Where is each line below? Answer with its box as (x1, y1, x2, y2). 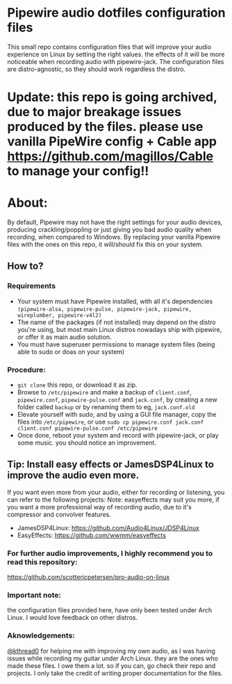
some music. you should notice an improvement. (17, 438, 156, 447)
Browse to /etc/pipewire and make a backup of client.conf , (17, 388, 192, 397)
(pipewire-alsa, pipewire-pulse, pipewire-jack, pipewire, (17, 305, 192, 312)
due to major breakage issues (7, 104, 182, 120)
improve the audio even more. (7, 470, 140, 482)
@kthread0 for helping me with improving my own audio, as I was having (7, 646, 215, 655)
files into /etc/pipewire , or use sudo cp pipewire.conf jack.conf (17, 417, 204, 426)
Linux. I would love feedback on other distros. (7, 614, 138, 622)
